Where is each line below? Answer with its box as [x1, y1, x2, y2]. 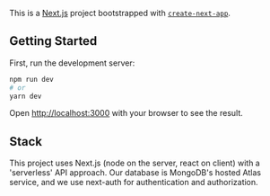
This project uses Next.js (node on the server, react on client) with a [9, 157, 260, 169]
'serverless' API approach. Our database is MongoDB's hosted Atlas [9, 167, 262, 178]
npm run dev [9, 75, 54, 84]
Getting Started [9, 33, 98, 49]
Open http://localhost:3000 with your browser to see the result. [9, 108, 244, 119]
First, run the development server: [9, 58, 135, 68]
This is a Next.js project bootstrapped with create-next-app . [9, 8, 231, 18]
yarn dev [9, 92, 42, 101]
